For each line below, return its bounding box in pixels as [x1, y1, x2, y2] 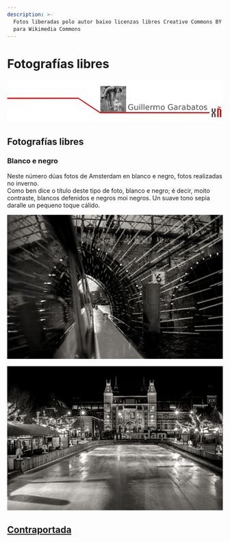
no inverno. [7, 179, 40, 187]
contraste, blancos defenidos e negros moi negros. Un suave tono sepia [7, 193, 210, 202]
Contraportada [7, 523, 72, 535]
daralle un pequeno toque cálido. [7, 201, 101, 209]
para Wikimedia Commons [13, 25, 81, 32]
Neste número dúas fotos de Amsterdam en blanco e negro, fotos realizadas [7, 172, 222, 180]
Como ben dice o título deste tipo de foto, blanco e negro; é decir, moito [7, 186, 210, 195]
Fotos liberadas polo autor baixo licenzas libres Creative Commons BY [13, 18, 222, 25]
